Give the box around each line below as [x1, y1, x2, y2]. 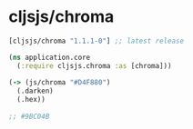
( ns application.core [8, 53, 91, 62]
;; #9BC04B [8, 112, 50, 121]
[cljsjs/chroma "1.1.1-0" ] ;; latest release [8, 36, 184, 45]
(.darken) [16, 86, 54, 96]
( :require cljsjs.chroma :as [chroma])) [16, 61, 172, 70]
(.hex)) [16, 95, 46, 104]
